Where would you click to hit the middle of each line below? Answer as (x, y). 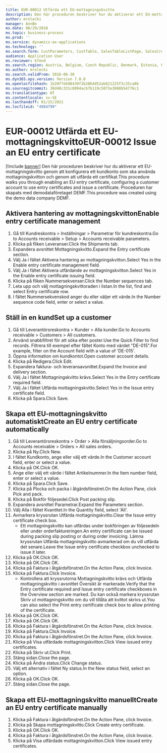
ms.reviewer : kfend (26, 61)
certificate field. (29, 393)
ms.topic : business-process (35, 33)
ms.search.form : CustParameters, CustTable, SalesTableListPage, (74, 51)
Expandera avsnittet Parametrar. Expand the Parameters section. (78, 504)
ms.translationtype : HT (30, 93)
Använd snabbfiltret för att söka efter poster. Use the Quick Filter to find (85, 340)
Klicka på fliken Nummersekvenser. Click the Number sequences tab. (83, 281)
